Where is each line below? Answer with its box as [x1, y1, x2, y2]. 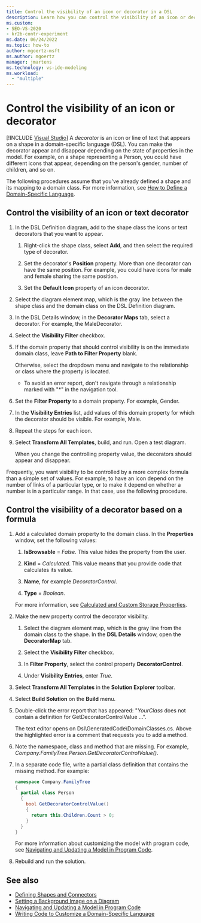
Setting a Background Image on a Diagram [14, 898, 120, 905]
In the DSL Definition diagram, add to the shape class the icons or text [14, 223, 188, 231]
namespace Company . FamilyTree [14, 778, 91, 785]
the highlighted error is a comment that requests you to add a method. [14, 731, 188, 738]
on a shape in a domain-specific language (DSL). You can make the [6, 140, 172, 148]
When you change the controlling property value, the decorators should [14, 450, 192, 457]
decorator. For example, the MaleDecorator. [14, 320, 123, 327]
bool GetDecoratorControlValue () [26, 801, 109, 807]
